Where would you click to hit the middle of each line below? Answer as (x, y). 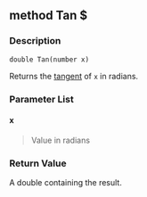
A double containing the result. (65, 183)
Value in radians (61, 140)
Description (35, 41)
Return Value (38, 163)
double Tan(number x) (49, 59)
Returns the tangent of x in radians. (74, 76)
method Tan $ (49, 16)
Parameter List (41, 99)
